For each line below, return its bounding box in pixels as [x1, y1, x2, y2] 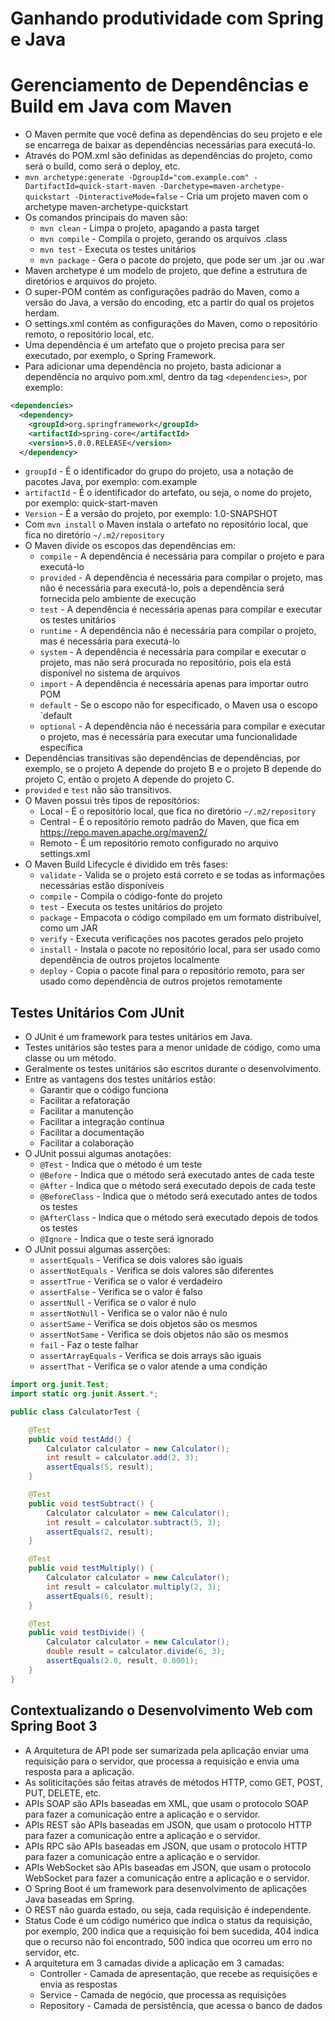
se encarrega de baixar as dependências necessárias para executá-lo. [24, 139, 316, 151]
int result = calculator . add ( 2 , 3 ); [46, 1453, 199, 1463]
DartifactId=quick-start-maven [24, 182, 156, 192]
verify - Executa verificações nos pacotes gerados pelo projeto [39, 933, 304, 945]
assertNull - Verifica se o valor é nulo [39, 1297, 197, 1309]
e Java [10, 28, 67, 51]
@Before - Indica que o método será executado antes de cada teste [39, 1169, 315, 1181]
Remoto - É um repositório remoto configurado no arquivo [39, 837, 279, 849]
